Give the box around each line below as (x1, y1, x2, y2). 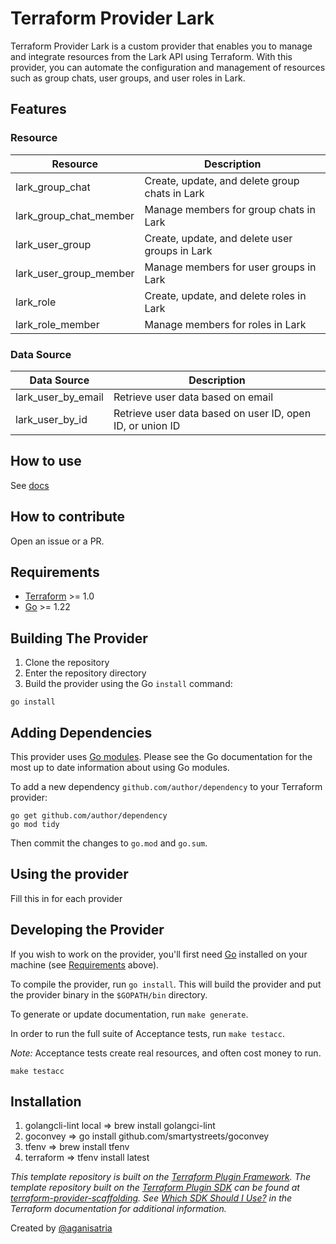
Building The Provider (10, 630, 148, 647)
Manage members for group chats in (144, 202, 316, 216)
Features (10, 101, 67, 118)
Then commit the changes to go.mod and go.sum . (10, 837, 208, 849)
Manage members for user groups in (144, 260, 317, 274)
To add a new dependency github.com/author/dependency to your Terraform (10, 780, 323, 792)
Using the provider (10, 866, 129, 883)
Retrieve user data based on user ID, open (113, 406, 312, 420)
